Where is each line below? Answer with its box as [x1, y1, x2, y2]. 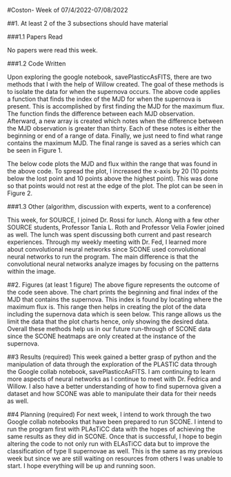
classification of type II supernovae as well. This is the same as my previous [7, 447, 223, 455]
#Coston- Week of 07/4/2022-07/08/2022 [7, 6, 128, 14]
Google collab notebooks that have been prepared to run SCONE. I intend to [7, 418, 223, 426]
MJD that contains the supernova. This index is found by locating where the [7, 295, 223, 303]
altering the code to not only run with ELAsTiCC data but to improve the [7, 440, 210, 448]
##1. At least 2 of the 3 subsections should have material [7, 19, 168, 27]
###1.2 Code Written [7, 59, 66, 68]
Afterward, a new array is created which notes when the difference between [7, 117, 224, 125]
